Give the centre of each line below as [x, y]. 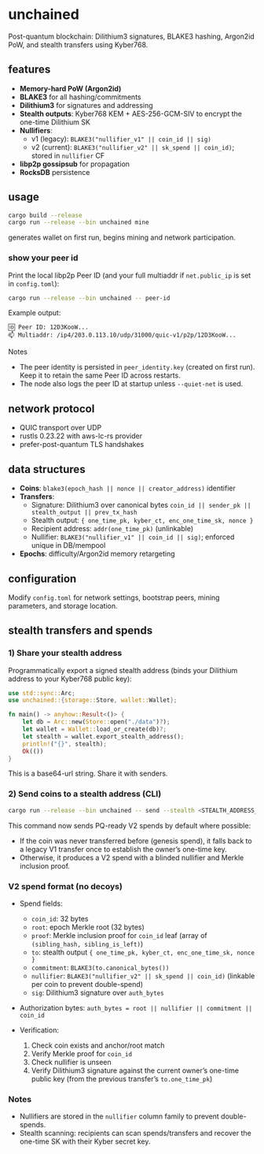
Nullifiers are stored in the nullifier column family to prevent [119, 1116]
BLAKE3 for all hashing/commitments [80, 97]
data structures [47, 469]
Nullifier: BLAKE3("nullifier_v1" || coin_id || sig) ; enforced [133, 537]
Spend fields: [41, 903]
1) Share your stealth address [65, 653]
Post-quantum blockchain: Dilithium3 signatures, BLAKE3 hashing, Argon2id [132, 36]
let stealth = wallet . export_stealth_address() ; [103, 736]
